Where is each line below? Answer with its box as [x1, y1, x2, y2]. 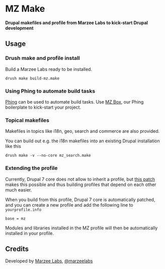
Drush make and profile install [5, 55, 80, 62]
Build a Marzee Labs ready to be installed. [5, 66, 92, 72]
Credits [5, 244, 29, 253]
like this [5, 143, 21, 149]
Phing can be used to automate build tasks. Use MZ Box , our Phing [5, 99, 144, 105]
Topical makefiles [5, 117, 49, 124]
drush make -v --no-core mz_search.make [5, 153, 92, 158]
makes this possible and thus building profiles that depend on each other [5, 182, 156, 188]
